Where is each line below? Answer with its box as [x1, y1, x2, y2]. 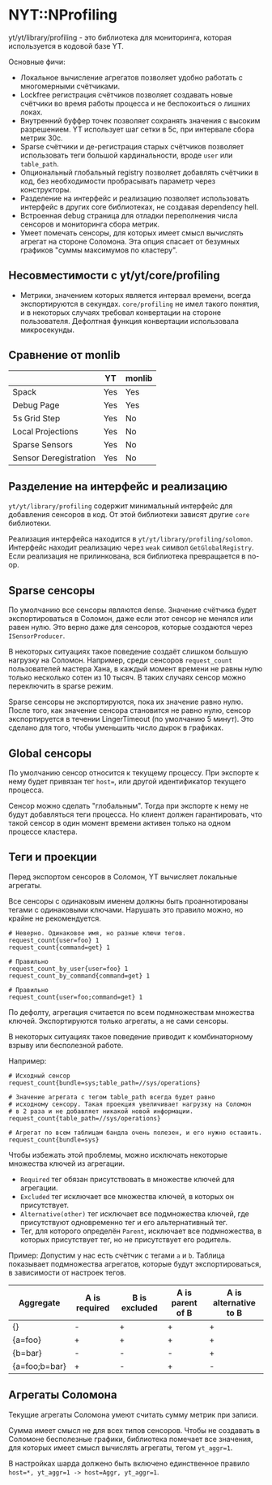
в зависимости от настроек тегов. [8, 1267, 127, 1277]
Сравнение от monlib [8, 348, 121, 362]
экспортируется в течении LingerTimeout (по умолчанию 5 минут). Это [8, 714, 254, 724]
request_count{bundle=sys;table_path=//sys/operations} [8, 1078, 201, 1087]
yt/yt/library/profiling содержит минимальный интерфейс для [8, 501, 233, 511]
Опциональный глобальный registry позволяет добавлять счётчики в [19, 167, 259, 177]
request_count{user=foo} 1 [8, 936, 100, 944]
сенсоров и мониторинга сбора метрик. [19, 219, 160, 229]
